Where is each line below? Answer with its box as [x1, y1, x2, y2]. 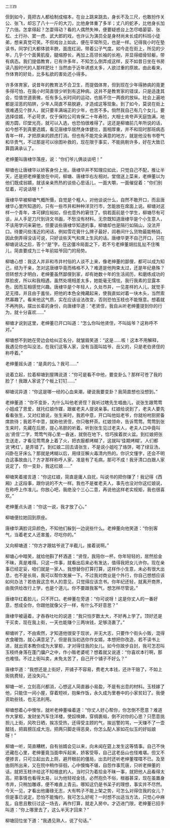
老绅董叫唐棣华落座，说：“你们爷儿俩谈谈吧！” [5, 156, 103, 162]
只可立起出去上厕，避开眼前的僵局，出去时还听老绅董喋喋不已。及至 [22, 756, 165, 762]
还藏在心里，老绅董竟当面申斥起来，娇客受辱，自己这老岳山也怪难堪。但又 [5, 750, 160, 755]
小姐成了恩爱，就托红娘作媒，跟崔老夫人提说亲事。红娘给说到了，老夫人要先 [5, 406, 165, 412]
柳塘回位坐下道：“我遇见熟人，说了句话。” [5, 817, 92, 823]
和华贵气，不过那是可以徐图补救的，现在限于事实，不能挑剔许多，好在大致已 [5, 139, 165, 145]
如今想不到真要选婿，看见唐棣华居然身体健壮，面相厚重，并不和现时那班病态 [5, 126, 165, 132]
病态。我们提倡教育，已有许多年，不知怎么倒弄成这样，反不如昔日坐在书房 [9, 58, 165, 64]
